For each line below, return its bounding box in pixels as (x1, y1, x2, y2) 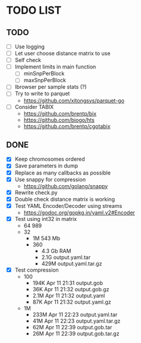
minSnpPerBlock (23, 70, 65, 77)
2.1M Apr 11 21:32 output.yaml (32, 292, 105, 299)
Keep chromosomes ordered (14, 155, 85, 163)
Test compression (14, 266, 59, 273)
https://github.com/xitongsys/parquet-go (23, 96, 125, 104)
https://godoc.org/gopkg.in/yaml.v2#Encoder (23, 209, 136, 216)
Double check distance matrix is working (14, 195, 115, 202)
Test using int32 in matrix (14, 215, 77, 222)
